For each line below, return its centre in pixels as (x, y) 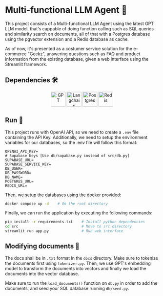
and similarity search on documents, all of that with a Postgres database (78, 34)
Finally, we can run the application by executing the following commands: (79, 213)
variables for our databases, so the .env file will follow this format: (71, 142)
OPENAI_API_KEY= (21, 151)
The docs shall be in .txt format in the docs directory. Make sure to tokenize (82, 258)
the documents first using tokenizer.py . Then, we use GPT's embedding (78, 263)
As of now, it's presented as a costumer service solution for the (69, 48)
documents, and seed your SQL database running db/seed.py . (67, 288)
